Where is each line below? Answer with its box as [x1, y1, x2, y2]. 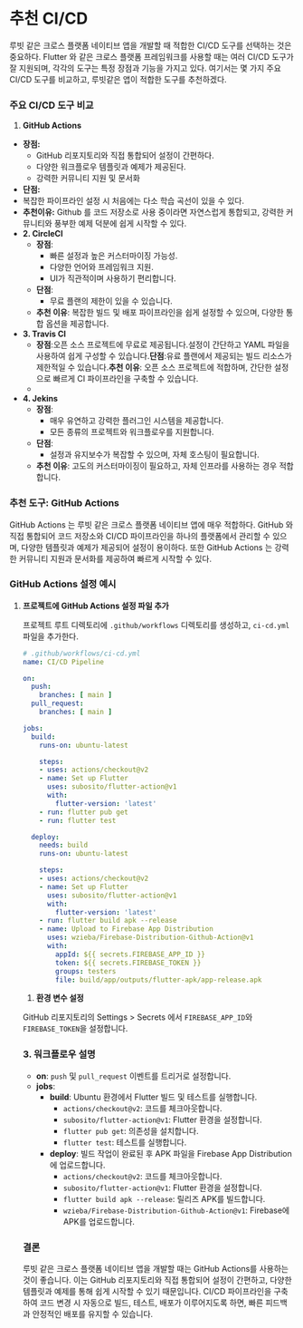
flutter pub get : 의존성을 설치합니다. [62, 1125, 199, 1136]
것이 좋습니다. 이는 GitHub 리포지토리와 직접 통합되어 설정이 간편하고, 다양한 [22, 1275, 292, 1285]
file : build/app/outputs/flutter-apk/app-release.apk [55, 975, 262, 984]
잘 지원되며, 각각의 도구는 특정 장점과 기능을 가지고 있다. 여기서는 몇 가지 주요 [9, 63, 282, 73]
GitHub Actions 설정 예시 [9, 577, 117, 590]
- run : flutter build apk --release [39, 916, 177, 926]
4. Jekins [22, 393, 59, 404]
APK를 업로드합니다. [62, 1216, 136, 1226]
